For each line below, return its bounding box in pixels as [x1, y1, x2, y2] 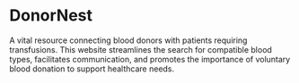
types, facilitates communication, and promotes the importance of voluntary [9, 54, 291, 64]
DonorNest [9, 5, 92, 26]
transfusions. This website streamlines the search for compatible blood [9, 44, 272, 54]
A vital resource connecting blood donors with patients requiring [9, 35, 248, 46]
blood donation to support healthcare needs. [9, 63, 175, 74]
